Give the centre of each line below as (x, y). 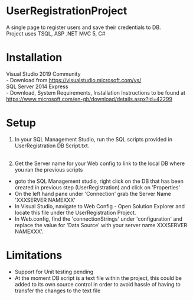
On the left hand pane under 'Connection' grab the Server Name (93, 193)
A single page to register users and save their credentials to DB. (84, 27)
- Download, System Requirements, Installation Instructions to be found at (96, 92)
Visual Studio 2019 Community (43, 74)
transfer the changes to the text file (58, 291)
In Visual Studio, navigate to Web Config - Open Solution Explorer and (99, 206)
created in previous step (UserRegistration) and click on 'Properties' (97, 187)
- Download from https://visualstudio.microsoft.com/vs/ (74, 80)
